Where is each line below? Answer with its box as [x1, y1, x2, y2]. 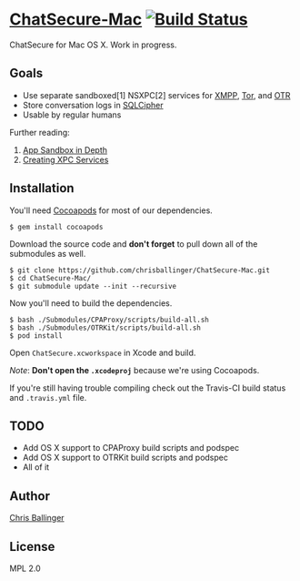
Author [9, 488, 50, 504]
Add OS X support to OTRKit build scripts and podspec [22, 452, 229, 464]
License [9, 538, 55, 555]
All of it [22, 462, 50, 473]
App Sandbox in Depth [22, 144, 107, 155]
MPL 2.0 [9, 563, 41, 574]
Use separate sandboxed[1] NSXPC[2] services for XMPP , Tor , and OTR [22, 89, 291, 100]
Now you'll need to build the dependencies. [9, 297, 173, 309]
